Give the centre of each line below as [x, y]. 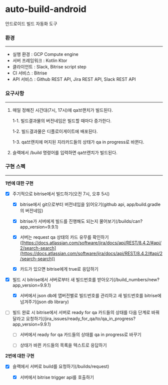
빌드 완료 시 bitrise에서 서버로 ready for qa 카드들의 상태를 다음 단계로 [81, 313]
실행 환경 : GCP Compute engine [45, 54]
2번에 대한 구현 [20, 356]
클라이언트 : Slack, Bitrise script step [49, 67]
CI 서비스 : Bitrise [30, 73]
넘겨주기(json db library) [44, 302]
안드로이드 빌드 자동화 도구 [31, 23]
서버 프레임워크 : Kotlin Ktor [40, 60]
